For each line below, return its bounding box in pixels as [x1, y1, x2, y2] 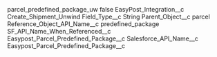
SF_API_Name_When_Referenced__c [7, 27, 111, 35]
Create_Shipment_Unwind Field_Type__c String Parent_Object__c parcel [7, 12, 211, 21]
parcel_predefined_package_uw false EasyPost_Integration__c [7, 5, 185, 13]
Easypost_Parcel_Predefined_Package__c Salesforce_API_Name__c [7, 34, 199, 43]
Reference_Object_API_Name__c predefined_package [7, 20, 160, 28]
